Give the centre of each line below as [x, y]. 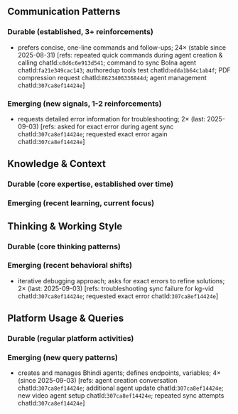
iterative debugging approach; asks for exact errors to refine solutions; [121, 280]
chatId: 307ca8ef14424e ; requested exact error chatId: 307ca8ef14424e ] [118, 296]
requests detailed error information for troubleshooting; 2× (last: [112, 119]
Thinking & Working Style [65, 226]
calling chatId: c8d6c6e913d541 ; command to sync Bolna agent [107, 62]
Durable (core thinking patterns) [64, 246]
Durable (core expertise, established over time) [91, 184]
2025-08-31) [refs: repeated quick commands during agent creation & [120, 55]
